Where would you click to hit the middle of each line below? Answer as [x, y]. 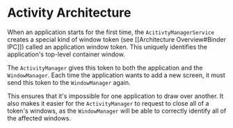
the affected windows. [39, 118]
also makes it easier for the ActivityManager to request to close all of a [108, 103]
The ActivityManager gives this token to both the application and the [105, 67]
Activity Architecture [69, 13]
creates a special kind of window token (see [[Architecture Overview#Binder [117, 39]
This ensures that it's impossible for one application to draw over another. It [115, 96]
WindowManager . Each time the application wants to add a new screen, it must [116, 75]
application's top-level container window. [66, 54]
